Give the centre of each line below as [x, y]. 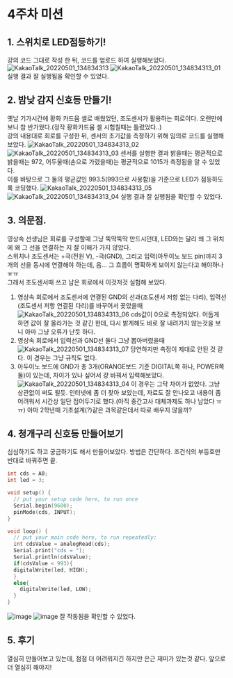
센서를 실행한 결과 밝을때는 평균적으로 [172, 153]
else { [22, 583]
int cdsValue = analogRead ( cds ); [62, 544]
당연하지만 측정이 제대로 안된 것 [173, 349]
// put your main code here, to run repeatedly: [85, 538]
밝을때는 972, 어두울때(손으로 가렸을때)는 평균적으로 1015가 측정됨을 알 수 [107, 161]
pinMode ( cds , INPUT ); [45, 512]
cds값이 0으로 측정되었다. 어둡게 [175, 314]
